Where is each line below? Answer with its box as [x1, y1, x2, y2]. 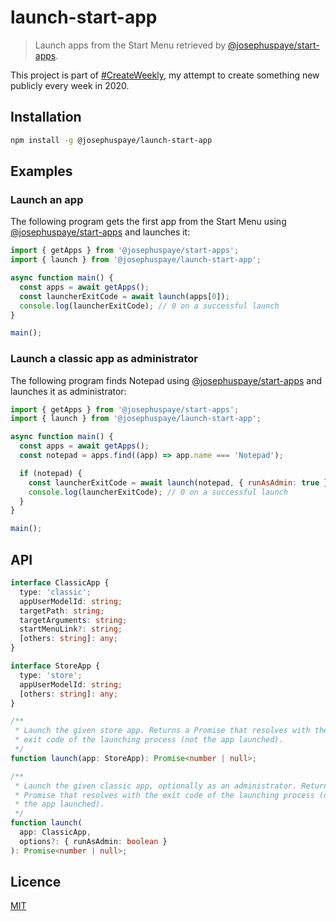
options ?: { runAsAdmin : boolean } [19, 836, 168, 846]
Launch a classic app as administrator [10, 352, 198, 366]
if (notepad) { [19, 468, 83, 478]
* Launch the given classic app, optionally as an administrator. [14, 781, 298, 791]
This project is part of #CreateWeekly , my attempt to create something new [10, 69, 320, 81]
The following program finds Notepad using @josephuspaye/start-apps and [10, 374, 323, 386]
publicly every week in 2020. [10, 79, 130, 91]
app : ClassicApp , [19, 827, 92, 838]
